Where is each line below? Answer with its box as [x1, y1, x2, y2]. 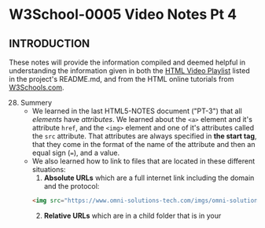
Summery [20, 98, 53, 107]
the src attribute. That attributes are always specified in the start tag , [31, 131, 257, 141]
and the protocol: [43, 182, 100, 190]
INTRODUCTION [9, 37, 90, 50]
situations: [31, 165, 66, 174]
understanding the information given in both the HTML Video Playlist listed [9, 66, 250, 75]
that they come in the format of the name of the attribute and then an [31, 140, 256, 149]
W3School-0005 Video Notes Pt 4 [9, 6, 237, 24]
